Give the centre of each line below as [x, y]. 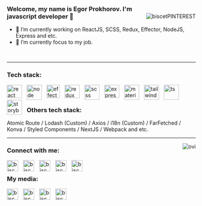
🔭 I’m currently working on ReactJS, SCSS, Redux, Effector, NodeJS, [100, 29]
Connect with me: [33, 150]
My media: [22, 179]
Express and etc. [36, 36]
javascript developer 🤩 [40, 16]
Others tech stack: [54, 110]
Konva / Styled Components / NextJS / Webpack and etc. [78, 129]
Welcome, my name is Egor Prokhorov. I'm [70, 9]
